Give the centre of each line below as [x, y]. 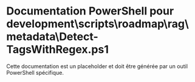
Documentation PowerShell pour [90, 11]
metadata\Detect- [52, 37]
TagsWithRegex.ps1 [58, 50]
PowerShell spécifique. [35, 72]
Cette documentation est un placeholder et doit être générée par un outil [97, 66]
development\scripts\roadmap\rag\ [98, 24]
